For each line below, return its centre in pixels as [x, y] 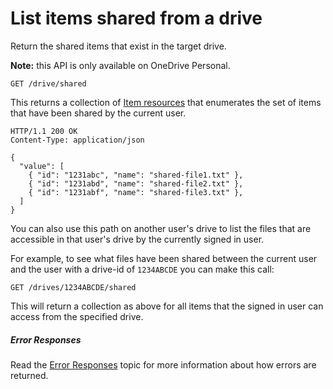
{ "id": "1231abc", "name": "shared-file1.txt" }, [136, 175]
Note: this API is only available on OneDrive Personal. [120, 65]
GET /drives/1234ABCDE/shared [73, 287]
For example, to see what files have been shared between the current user [164, 258]
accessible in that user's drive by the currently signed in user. [137, 239]
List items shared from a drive [136, 18]
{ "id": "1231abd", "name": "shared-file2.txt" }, [136, 183]
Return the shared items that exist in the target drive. [118, 46]
